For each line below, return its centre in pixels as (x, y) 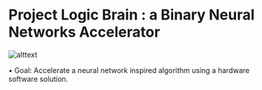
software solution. (38, 79)
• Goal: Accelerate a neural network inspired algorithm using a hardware (129, 70)
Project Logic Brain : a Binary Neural (131, 15)
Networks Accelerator (84, 32)
